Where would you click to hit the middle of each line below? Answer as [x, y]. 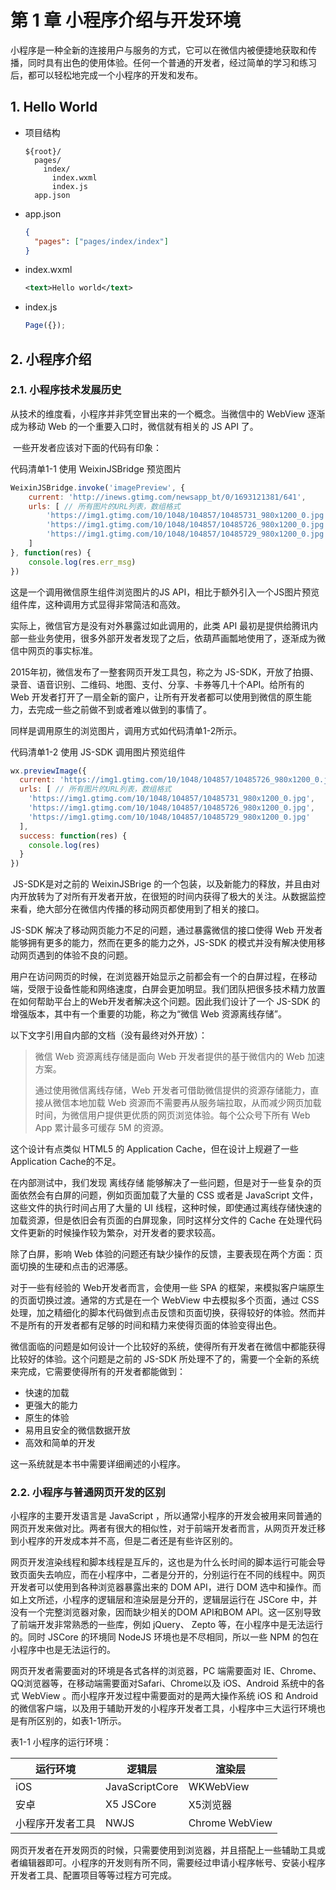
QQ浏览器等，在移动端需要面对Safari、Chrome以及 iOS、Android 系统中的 [163, 1683]
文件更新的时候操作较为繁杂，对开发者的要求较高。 [115, 1233]
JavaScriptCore [142, 1787]
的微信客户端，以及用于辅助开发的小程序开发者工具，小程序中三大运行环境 [163, 1708]
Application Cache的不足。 [66, 1162]
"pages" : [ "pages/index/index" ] [101, 241]
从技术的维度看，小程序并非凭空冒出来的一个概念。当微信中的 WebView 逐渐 [168, 413]
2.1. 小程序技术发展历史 [66, 390]
